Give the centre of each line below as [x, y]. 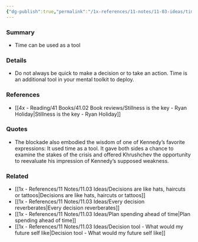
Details [16, 60]
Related [17, 176]
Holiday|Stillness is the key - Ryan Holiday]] [67, 114]
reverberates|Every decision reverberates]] [67, 208]
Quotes [17, 129]
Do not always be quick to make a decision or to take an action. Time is [101, 73]
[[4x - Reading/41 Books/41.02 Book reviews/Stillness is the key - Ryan [101, 107]
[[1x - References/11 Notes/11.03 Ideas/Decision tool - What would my [99, 227]
